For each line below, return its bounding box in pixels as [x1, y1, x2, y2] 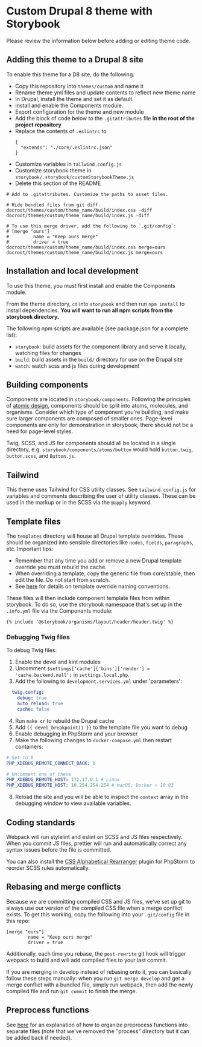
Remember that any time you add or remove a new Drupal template [14, 557, 182, 564]
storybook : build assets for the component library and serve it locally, [14, 343, 187, 350]
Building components [6, 379, 89, 390]
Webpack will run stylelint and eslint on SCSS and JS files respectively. [6, 833, 183, 840]
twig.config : [11, 690, 45, 696]
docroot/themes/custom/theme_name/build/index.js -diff [6, 212, 150, 218]
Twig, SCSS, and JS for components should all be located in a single [6, 440, 176, 447]
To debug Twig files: [6, 647, 57, 654]
